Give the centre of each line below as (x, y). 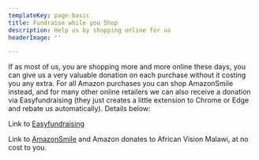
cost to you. (28, 147)
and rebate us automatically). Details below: (80, 109)
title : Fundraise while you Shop (63, 23)
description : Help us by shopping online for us (90, 30)
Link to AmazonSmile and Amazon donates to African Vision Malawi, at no (128, 140)
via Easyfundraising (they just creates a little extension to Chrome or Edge (129, 100)
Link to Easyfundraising (47, 124)
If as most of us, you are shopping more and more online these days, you (127, 67)
